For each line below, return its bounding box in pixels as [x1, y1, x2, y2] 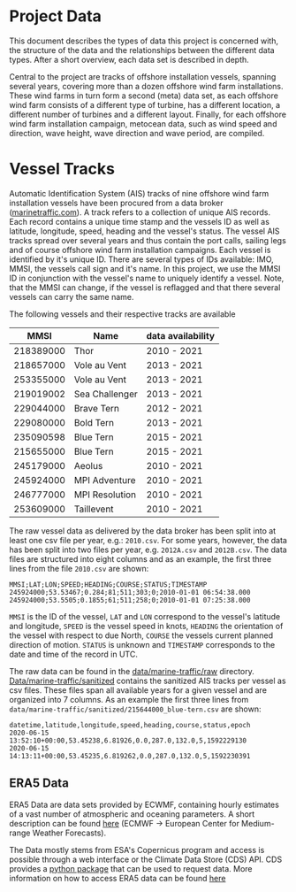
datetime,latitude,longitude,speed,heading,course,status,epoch [9, 720, 251, 729]
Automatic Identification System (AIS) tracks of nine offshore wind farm [9, 188, 269, 198]
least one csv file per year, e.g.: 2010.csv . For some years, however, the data [9, 534, 287, 545]
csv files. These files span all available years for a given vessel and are [9, 684, 268, 696]
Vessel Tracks [9, 159, 115, 179]
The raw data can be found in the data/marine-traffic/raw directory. [9, 665, 254, 676]
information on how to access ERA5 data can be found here [9, 873, 226, 883]
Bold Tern [73, 416, 115, 428]
